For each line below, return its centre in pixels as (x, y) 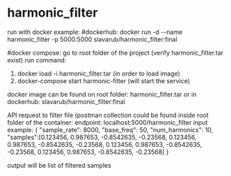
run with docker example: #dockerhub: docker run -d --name (95, 32)
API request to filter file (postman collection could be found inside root (108, 115)
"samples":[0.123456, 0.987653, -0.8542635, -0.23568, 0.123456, (102, 137)
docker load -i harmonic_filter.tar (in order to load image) (99, 73)
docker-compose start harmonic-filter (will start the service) (103, 80)
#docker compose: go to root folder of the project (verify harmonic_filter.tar (115, 53)
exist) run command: (37, 60)
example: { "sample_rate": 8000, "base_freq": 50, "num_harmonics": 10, (110, 130)
